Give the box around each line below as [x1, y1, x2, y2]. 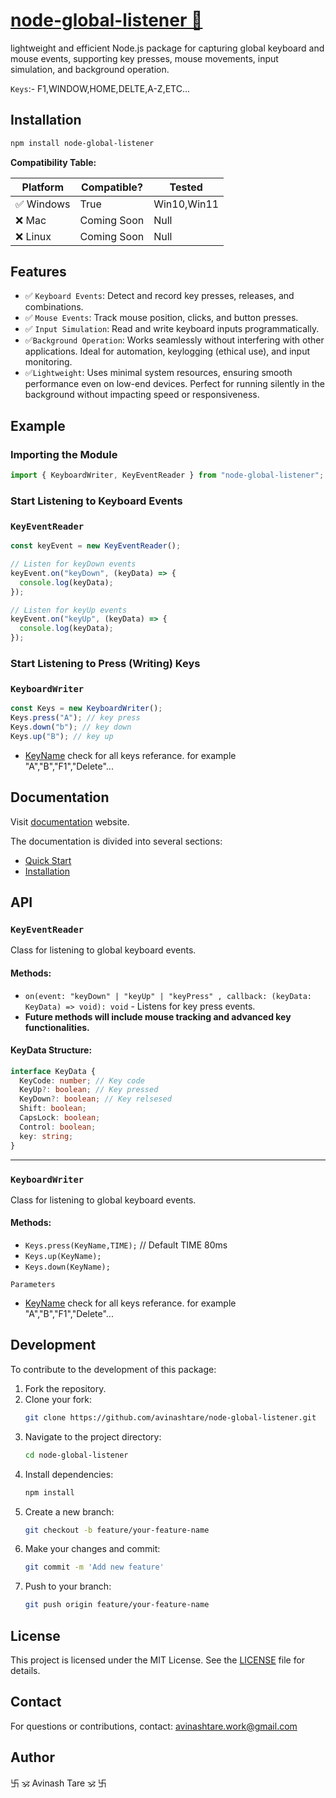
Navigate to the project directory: [24, 1430, 162, 1443]
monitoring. [24, 356, 73, 368]
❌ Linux [15, 229, 52, 243]
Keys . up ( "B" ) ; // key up [10, 731, 114, 741]
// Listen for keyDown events [10, 559, 137, 569]
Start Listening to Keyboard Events [10, 494, 183, 508]
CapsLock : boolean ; [19, 1113, 101, 1123]
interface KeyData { [10, 1066, 97, 1076]
